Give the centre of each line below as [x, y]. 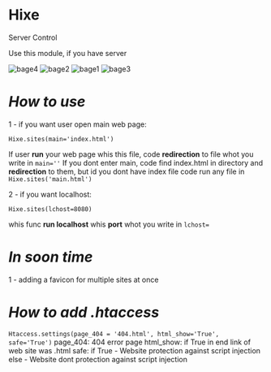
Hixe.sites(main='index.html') [61, 139]
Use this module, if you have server [68, 53]
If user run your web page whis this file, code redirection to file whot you [131, 154]
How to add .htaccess [84, 312]
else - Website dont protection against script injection [98, 359]
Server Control [33, 37]
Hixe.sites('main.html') [50, 179]
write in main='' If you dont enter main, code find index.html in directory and [136, 162]
